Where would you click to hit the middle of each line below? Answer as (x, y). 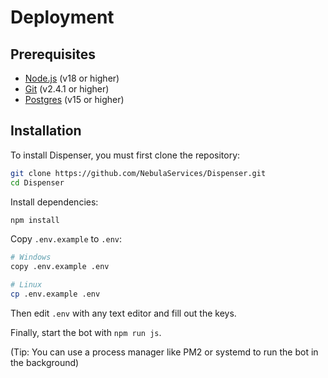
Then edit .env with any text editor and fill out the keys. (123, 313)
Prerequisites (53, 54)
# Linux (26, 285)
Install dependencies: (54, 202)
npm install (35, 220)
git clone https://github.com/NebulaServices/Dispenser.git (138, 173)
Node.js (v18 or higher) (72, 78)
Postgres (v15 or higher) (74, 99)
